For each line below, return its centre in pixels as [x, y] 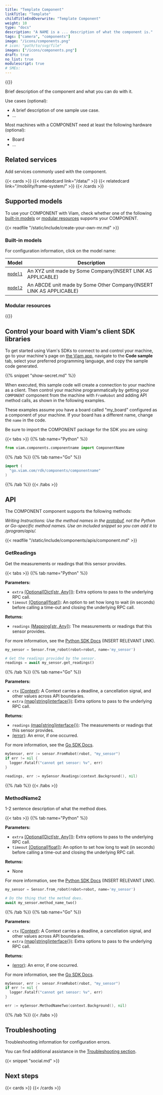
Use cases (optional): [26, 101]
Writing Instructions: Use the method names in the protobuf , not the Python [80, 521]
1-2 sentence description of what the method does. [56, 809]
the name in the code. [26, 420]
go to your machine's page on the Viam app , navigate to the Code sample [79, 356]
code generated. [22, 366]
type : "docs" [18, 28]
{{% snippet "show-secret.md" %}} [41, 376]
